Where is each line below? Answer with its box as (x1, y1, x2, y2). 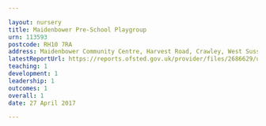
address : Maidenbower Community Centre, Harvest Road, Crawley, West (8, 48, 243, 56)
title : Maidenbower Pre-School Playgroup (8, 25, 147, 34)
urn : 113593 (8, 33, 47, 41)
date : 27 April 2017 (8, 99, 77, 107)
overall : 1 (8, 91, 44, 99)
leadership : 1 (8, 76, 55, 85)
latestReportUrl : (8, 55, 66, 63)
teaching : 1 (8, 62, 47, 71)
